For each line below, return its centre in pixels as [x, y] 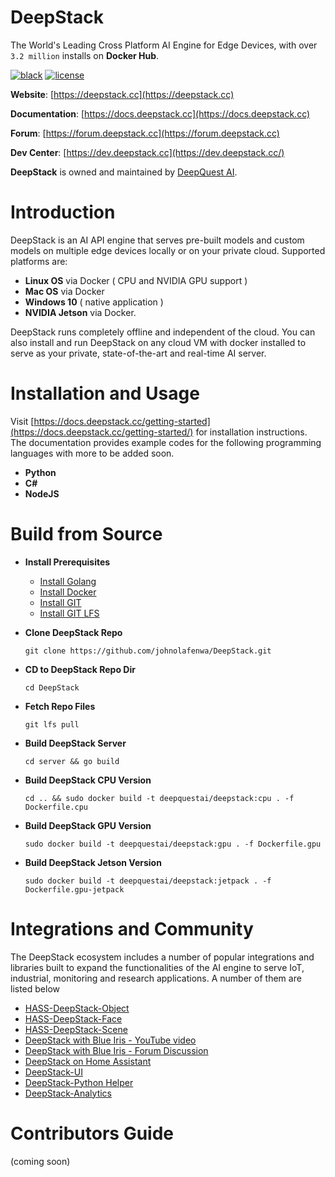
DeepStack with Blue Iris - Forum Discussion [116, 1050]
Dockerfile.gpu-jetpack [74, 889]
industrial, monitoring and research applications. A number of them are [156, 978]
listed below [35, 988]
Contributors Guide [92, 1133]
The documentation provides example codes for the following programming [166, 442]
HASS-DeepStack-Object [77, 1008]
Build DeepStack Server [75, 743]
